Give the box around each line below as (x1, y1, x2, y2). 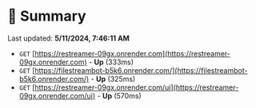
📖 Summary (7, 7, 86, 25)
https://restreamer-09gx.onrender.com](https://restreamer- (34, 48, 231, 58)
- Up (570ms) (97, 91, 142, 100)
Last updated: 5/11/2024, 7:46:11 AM (7, 33, 130, 43)
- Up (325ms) (90, 74, 136, 83)
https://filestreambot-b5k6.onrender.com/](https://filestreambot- (34, 65, 248, 75)
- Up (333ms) (88, 57, 134, 67)
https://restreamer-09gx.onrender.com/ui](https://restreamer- (34, 83, 239, 92)
